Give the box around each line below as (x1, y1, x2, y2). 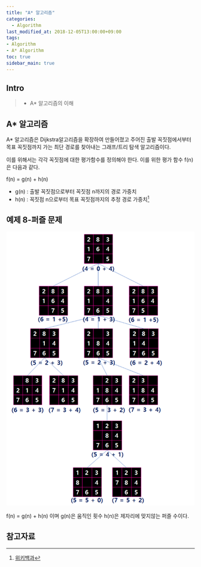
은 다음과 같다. (6, 163, 40, 171)
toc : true (6, 54, 31, 60)
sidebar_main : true (6, 60, 55, 66)
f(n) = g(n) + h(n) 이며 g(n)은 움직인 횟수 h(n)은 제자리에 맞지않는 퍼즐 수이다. (6, 512, 190, 519)
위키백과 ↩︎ (14, 554, 41, 561)
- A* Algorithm (6, 48, 44, 54)
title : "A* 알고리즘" (6, 10, 55, 16)
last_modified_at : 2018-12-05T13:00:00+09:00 (6, 29, 121, 35)
